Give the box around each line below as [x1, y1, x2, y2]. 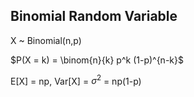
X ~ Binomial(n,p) [10, 34, 82, 46]
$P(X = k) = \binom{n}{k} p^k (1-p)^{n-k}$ [10, 54, 184, 66]
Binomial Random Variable [10, 8, 178, 25]
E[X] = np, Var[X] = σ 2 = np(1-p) [10, 73, 142, 87]
